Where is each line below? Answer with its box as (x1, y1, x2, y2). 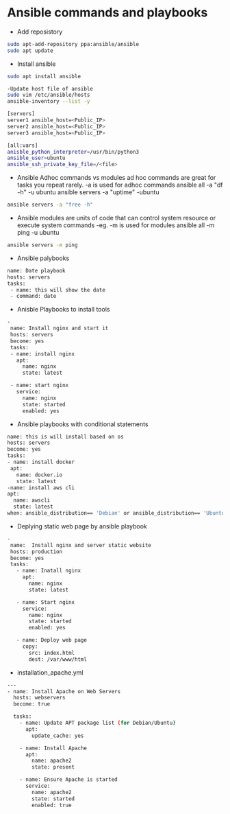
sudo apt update (7, 47, 53, 54)
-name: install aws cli (7, 484, 75, 491)
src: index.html (28, 649, 75, 656)
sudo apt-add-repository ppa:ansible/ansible (7, 40, 139, 47)
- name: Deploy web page (16, 637, 88, 644)
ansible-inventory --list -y (7, 98, 90, 105)
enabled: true (31, 802, 72, 809)
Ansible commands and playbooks (7, 5, 208, 21)
